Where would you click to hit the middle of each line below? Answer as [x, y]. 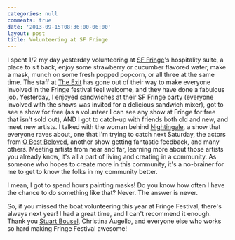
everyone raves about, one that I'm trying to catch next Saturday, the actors [116, 135]
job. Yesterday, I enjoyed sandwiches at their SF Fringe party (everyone [110, 97]
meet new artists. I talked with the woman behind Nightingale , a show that [114, 127]
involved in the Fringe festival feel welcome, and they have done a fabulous [116, 90]
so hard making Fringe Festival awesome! [67, 229]
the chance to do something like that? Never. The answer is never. [103, 193]
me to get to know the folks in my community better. [82, 172]
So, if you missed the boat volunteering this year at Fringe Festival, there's [115, 206]
